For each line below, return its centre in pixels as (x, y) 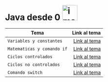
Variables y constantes (35, 41)
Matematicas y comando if (37, 49)
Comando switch (25, 72)
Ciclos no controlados (34, 65)
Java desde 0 (33, 17)
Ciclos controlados (30, 57)
